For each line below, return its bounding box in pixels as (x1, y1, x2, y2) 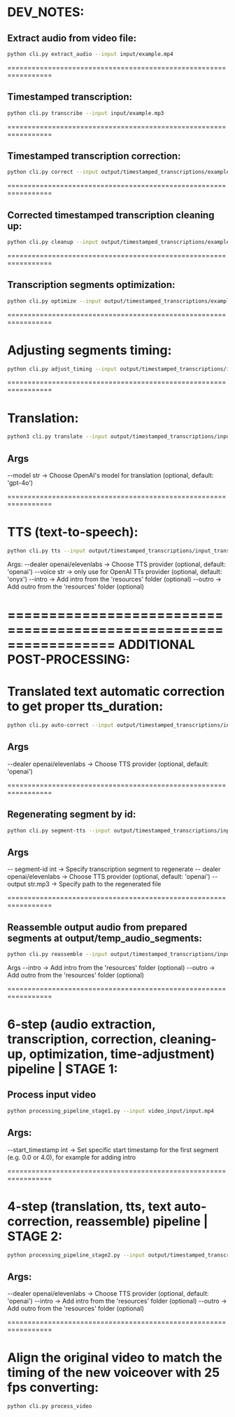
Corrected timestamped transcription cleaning (7, 209, 215, 221)
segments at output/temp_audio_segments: (7, 932, 203, 944)
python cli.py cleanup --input (7, 239, 99, 246)
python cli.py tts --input (7, 547, 86, 554)
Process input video (7, 1089, 97, 1101)
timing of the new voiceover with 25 (7, 1364, 220, 1381)
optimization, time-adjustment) (29, 1046, 215, 1062)
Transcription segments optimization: (7, 279, 176, 291)
